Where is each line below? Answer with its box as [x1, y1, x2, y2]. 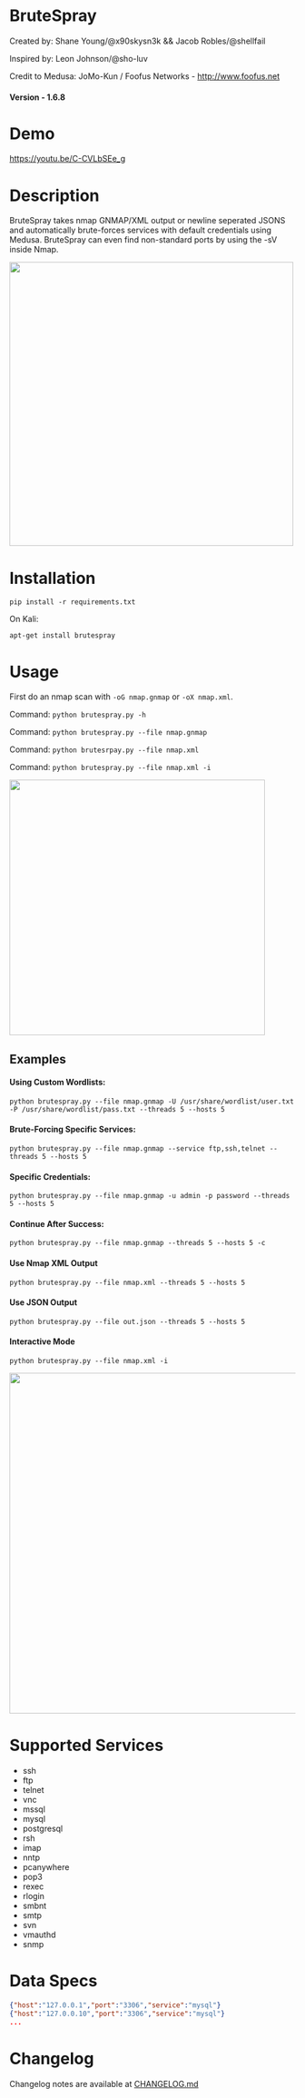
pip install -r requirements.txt [9, 598, 136, 607]
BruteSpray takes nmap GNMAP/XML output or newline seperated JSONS [9, 215, 286, 226]
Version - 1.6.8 [9, 92, 66, 103]
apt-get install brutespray [9, 631, 116, 640]
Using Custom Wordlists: [9, 1077, 106, 1088]
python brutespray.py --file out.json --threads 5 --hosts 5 [9, 1317, 246, 1326]
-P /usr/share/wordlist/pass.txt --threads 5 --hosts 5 [9, 1104, 225, 1113]
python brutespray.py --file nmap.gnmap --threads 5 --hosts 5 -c [9, 1239, 266, 1248]
